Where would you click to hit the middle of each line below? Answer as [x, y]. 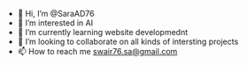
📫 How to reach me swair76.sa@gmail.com [97, 51]
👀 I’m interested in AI [55, 23]
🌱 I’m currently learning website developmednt [103, 32]
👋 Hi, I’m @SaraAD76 [56, 14]
